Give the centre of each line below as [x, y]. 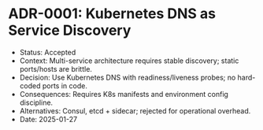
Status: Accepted [48, 52]
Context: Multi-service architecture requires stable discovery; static [129, 61]
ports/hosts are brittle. [56, 69]
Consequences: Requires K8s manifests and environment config [124, 94]
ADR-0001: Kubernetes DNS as [112, 14]
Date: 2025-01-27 [48, 119]
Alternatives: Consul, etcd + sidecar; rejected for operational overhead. [135, 110]
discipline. [36, 102]
